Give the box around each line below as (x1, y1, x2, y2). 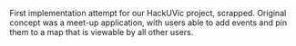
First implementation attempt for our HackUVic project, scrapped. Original (9, 8, 287, 18)
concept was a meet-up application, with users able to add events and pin (9, 17, 288, 28)
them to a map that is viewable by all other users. (9, 27, 194, 37)
